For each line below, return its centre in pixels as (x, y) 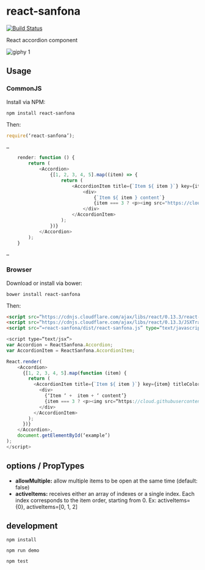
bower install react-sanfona (43, 294)
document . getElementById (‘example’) (64, 435)
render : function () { (46, 158)
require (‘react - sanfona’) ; (41, 136)
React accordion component (42, 40)
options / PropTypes (45, 466)
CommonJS (24, 89)
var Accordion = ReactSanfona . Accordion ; (60, 345)
